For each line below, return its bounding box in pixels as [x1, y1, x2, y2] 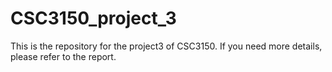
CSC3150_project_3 [10, 7, 177, 30]
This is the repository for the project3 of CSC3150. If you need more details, [10, 40, 323, 52]
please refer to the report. [10, 50, 117, 62]
